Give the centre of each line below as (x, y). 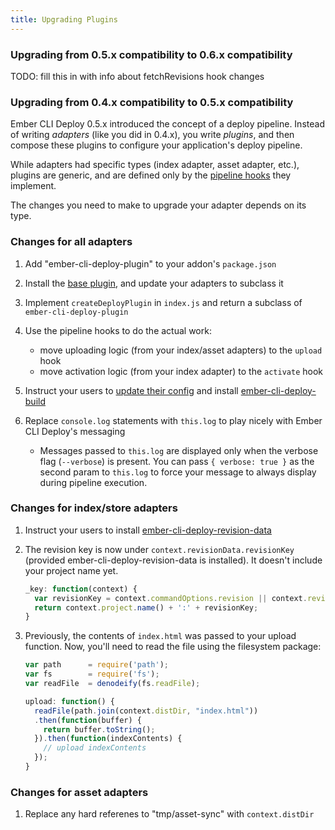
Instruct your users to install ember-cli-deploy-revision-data (148, 530)
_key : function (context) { (81, 589)
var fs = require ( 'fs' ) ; (92, 674)
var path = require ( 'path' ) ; (96, 665)
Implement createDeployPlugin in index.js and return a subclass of (163, 302)
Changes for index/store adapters (94, 508)
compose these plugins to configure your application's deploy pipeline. (156, 145)
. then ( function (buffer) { (88, 720)
